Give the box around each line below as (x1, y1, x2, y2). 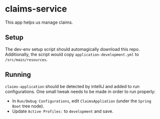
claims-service (5, 3, 67, 15)
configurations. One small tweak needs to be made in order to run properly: (5, 89, 156, 94)
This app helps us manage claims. (5, 19, 73, 25)
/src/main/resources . (5, 57, 48, 62)
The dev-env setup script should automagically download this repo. (5, 46, 140, 52)
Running (5, 71, 32, 79)
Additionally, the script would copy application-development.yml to (5, 51, 139, 57)
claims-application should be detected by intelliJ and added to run (5, 83, 140, 89)
